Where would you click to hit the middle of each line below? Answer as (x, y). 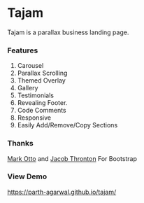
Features (23, 50)
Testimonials (36, 95)
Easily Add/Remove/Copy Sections (67, 125)
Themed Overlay (42, 80)
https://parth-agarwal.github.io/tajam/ (62, 192)
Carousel (30, 66)
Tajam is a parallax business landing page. (68, 32)
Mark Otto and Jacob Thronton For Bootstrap (72, 158)
